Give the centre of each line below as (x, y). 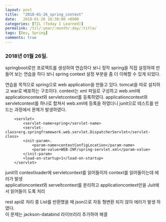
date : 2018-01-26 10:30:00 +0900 (42, 19)
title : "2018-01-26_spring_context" (44, 14)
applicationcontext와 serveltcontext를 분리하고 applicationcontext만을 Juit (80, 185)
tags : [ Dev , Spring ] (27, 33)
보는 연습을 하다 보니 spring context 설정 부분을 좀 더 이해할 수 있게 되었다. (87, 74)
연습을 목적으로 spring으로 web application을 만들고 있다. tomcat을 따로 (76, 85)
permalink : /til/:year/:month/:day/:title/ (51, 28)
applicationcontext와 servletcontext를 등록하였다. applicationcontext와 (77, 97)
